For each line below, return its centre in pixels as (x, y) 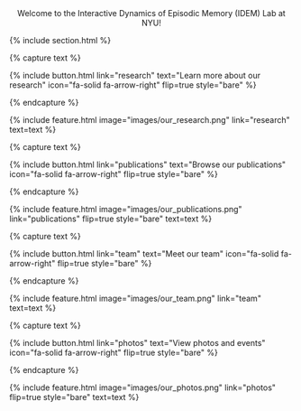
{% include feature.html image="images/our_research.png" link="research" (150, 120)
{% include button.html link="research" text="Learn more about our (135, 75)
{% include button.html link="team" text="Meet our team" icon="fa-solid (144, 254)
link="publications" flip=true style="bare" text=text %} (111, 219)
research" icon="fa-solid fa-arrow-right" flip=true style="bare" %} (133, 85)
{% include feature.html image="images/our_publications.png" (126, 209)
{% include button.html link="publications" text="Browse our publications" (148, 164)
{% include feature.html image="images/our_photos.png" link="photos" (143, 388)
